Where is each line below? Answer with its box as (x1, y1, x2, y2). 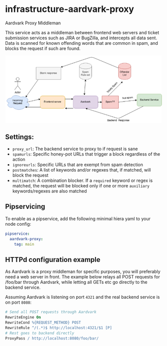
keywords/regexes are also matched (12, 188, 87, 194)
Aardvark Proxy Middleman (5, 20, 61, 26)
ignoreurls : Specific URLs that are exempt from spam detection (12, 162, 143, 168)
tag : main (14, 242, 35, 247)
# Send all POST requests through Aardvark (5, 310, 97, 315)
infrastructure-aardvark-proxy (5, 3, 134, 15)
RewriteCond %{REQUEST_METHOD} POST (5, 320, 81, 325)
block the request (12, 172, 49, 178)
